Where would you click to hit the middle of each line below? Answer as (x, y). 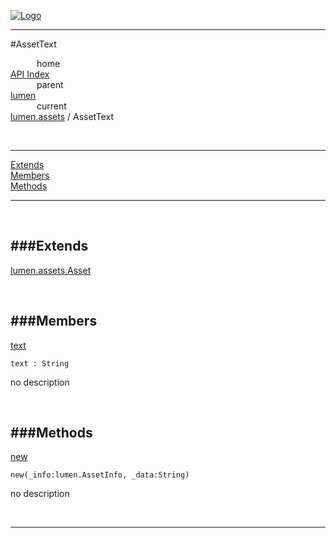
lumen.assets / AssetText (62, 116)
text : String (40, 363)
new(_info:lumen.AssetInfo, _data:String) (100, 475)
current (51, 106)
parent (50, 84)
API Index (30, 74)
